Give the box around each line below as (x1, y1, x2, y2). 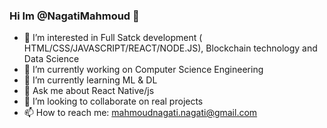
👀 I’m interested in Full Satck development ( (23, 32, 203, 44)
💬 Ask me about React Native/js (23, 85, 155, 97)
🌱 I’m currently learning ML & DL (23, 74, 158, 86)
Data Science (23, 53, 80, 65)
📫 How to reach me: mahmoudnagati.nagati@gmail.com (23, 107, 258, 119)
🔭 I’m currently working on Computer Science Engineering (23, 64, 264, 76)
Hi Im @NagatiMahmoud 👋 (9, 9, 140, 23)
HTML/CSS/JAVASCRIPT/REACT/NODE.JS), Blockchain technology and (23, 42, 318, 54)
